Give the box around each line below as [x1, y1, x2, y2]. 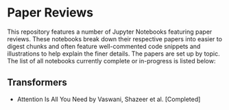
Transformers [7, 77, 67, 89]
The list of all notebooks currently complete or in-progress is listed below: [7, 56, 216, 65]
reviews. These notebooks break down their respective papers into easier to [7, 34, 223, 43]
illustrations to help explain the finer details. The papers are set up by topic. [7, 49, 221, 58]
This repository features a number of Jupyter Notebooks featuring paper [7, 27, 213, 36]
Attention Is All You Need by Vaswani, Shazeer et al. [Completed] [16, 95, 201, 103]
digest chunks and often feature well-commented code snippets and [7, 42, 201, 50]
